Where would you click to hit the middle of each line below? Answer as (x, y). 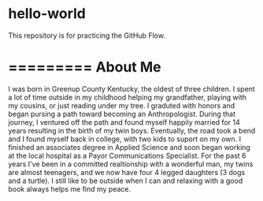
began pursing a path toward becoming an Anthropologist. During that (122, 114)
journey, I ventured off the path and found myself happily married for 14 (124, 122)
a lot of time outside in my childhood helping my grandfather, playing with (127, 97)
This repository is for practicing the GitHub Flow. (87, 35)
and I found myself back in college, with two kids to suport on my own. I (125, 139)
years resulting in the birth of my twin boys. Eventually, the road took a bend (132, 130)
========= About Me (85, 67)
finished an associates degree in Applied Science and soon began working (129, 147)
